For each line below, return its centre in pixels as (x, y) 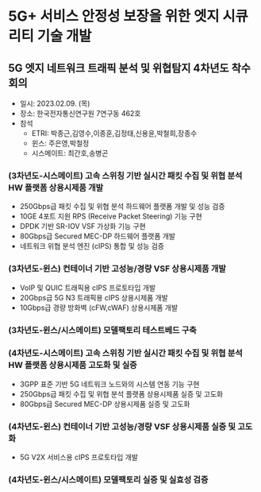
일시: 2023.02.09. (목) (55, 103)
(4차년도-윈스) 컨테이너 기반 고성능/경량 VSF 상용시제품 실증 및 (122, 426)
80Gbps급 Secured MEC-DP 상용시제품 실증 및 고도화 (105, 404)
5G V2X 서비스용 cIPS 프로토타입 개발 (79, 457)
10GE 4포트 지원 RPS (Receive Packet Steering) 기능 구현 (111, 216)
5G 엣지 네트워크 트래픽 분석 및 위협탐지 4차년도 (119, 68)
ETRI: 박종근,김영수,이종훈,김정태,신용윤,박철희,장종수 (114, 133)
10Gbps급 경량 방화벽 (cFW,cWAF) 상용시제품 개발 (99, 308)
